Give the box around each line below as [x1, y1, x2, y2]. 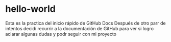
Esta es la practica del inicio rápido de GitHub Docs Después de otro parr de [5, 20, 166, 26]
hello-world [5, 3, 56, 15]
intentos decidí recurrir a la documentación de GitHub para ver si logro [5, 25, 154, 31]
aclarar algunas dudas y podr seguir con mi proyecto [5, 31, 116, 37]
